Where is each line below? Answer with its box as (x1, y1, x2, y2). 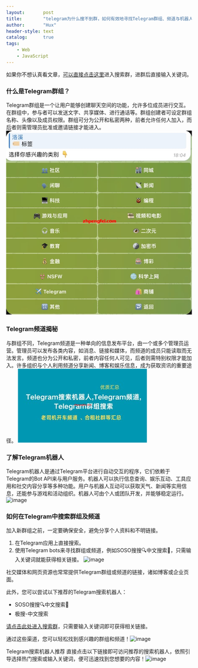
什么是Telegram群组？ (6, 87, 70, 95)
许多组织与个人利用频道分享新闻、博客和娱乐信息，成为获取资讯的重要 (16, 361, 187, 369)
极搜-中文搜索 (14, 610, 49, 617)
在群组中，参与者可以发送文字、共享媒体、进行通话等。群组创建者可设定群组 (6, 109, 192, 116)
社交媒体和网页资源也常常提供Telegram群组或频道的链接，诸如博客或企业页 (6, 569, 189, 576)
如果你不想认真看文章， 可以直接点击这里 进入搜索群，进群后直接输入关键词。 (6, 71, 192, 78)
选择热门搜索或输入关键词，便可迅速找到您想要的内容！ (11, 656, 146, 663)
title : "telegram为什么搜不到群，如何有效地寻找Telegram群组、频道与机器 (6, 15, 189, 22)
